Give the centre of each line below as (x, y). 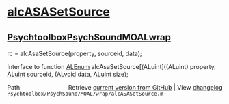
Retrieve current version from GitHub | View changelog (145, 87)
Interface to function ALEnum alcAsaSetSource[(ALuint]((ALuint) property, (112, 67)
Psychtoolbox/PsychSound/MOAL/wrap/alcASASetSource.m (85, 94)
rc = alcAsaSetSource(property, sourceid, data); (75, 53)
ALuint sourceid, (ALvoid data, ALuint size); (68, 74)
